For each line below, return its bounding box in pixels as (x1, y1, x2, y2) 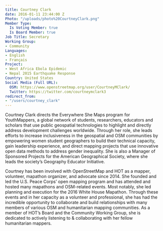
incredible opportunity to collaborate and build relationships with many (5, 200, 148, 205)
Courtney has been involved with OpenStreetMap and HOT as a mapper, (5, 168, 151, 174)
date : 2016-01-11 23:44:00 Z (5, 12, 65, 17)
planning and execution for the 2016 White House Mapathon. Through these (5, 189, 158, 195)
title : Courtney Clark (5, 7, 51, 12)
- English (5, 52, 25, 58)
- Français (5, 57, 27, 62)
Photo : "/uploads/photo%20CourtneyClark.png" (5, 16, 99, 21)
